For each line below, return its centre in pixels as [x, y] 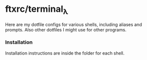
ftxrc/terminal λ [37, 10]
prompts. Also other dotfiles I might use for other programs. [66, 30]
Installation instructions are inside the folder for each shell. [65, 53]
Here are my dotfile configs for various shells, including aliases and [73, 24]
